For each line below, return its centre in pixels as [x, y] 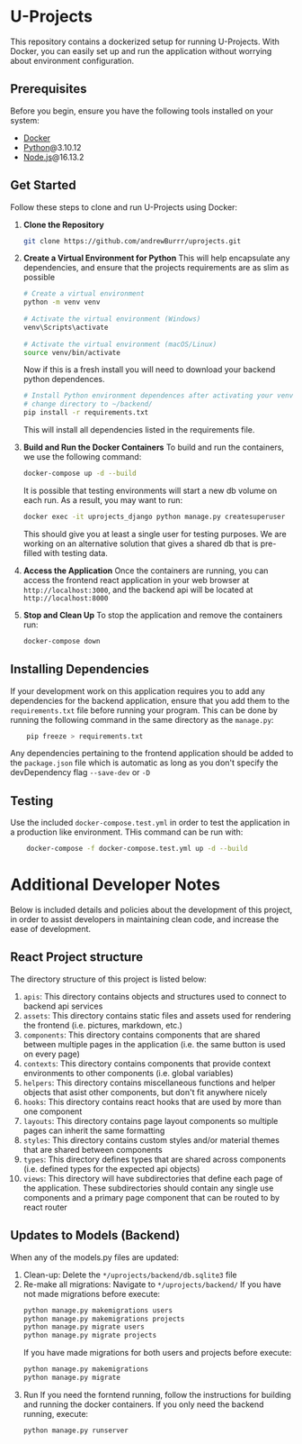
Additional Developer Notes [115, 885]
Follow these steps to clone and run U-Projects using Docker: [124, 207]
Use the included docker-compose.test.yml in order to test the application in [150, 823]
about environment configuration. [72, 60]
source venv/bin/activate [71, 352]
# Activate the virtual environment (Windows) [112, 319]
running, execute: [56, 1413]
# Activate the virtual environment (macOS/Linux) [120, 344]
